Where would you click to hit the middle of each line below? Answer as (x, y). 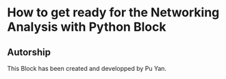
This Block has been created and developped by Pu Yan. (87, 68)
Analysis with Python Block (87, 27)
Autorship (29, 52)
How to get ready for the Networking (113, 13)
